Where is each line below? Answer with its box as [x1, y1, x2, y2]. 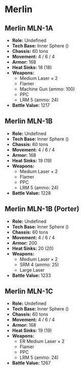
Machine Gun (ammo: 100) [19, 86, 75, 92]
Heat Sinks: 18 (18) [12, 65, 52, 70]
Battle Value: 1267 [12, 360, 51, 366]
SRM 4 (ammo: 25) [19, 261, 59, 268]
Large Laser [19, 267, 45, 273]
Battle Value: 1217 [12, 102, 50, 108]
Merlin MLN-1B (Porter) [5, 205, 79, 213]
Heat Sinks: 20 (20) [12, 245, 54, 251]
